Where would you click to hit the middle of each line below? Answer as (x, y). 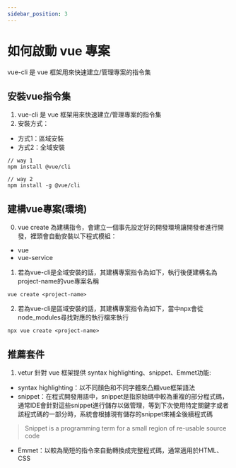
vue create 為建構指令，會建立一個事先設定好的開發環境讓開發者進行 (117, 228)
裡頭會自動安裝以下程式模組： (73, 236)
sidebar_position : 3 (38, 14)
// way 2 (20, 180)
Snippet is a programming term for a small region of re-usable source (125, 428)
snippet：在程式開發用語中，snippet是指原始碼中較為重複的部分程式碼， (123, 396)
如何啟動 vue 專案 (59, 51)
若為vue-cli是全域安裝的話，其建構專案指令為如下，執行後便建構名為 (117, 272)
